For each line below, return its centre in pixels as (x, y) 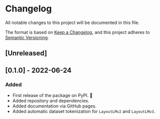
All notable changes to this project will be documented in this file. (72, 22)
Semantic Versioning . (27, 37)
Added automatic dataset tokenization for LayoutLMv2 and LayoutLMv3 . (84, 111)
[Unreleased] (26, 53)
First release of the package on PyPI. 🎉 (52, 95)
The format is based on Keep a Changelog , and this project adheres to (77, 32)
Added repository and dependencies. (51, 101)
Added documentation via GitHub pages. (54, 106)
